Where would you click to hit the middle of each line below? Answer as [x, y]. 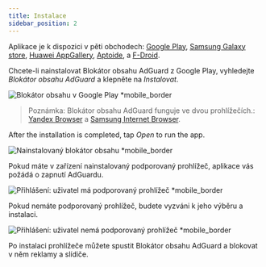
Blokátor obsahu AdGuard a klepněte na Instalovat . [94, 79]
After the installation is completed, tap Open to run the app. [107, 135]
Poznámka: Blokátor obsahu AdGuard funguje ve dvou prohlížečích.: [141, 111]
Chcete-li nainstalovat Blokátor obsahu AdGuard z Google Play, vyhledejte [131, 70]
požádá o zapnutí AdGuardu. [56, 174]
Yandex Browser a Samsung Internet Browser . [104, 119]
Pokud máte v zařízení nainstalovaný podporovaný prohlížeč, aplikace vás [131, 165]
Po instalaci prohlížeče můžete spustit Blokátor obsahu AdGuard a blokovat [133, 245]
